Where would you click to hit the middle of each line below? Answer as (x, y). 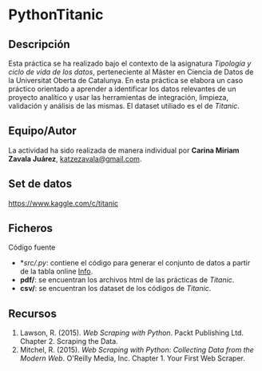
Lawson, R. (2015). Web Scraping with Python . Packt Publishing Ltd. (131, 333)
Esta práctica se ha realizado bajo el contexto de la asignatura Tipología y (130, 63)
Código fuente (32, 247)
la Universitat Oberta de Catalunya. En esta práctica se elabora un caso (126, 80)
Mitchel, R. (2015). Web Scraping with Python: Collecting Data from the (137, 350)
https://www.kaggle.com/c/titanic (64, 203)
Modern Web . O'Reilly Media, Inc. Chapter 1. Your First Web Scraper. (133, 358)
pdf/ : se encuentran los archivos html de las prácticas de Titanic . (127, 280)
